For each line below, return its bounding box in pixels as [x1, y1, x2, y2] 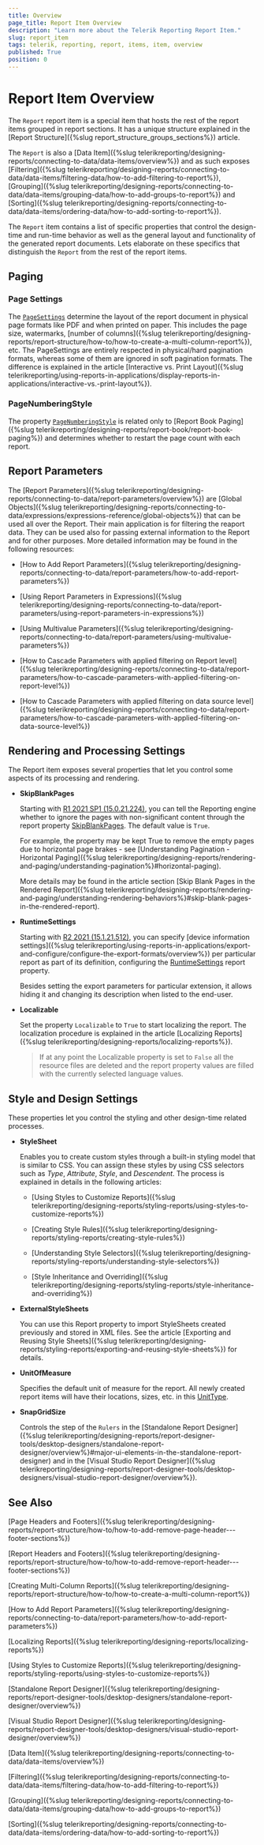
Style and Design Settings [8, 1092, 138, 1106]
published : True [8, 48, 61, 56]
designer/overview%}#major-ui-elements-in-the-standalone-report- [19, 1448, 242, 1457]
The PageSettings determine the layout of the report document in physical [8, 311, 248, 321]
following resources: [8, 544, 75, 554]
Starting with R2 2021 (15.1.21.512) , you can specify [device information [19, 933, 250, 942]
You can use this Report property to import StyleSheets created [19, 1320, 226, 1329]
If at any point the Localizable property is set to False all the [39, 1052, 234, 1062]
